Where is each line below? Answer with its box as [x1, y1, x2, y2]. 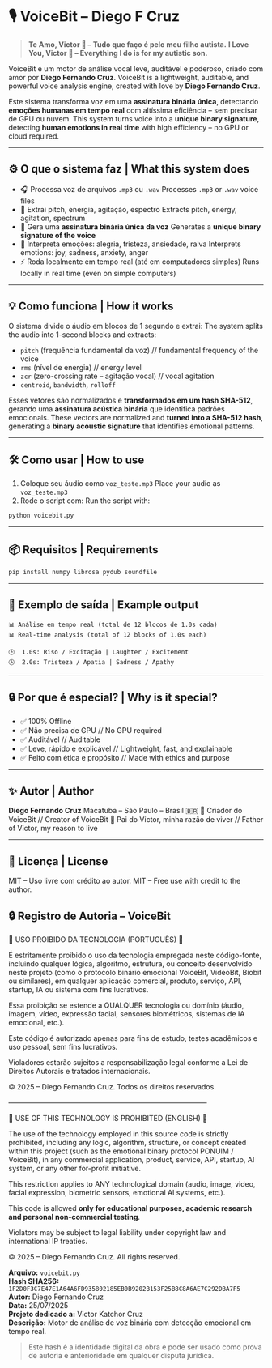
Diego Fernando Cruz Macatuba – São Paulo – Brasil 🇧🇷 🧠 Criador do [8, 806, 243, 816]
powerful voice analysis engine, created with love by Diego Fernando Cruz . [8, 81, 261, 91]
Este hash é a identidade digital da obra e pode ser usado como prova [28, 1342, 262, 1352]
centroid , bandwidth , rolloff [19, 379, 116, 390]
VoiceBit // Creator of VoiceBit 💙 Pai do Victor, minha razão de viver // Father [8, 815, 264, 825]
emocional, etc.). [8, 1018, 65, 1027]
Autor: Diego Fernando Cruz [8, 1292, 104, 1302]
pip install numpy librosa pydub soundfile [8, 569, 158, 577]
